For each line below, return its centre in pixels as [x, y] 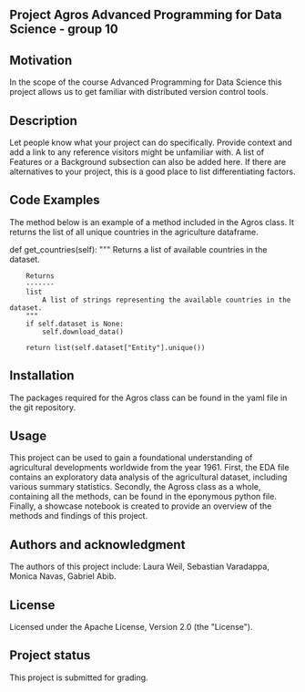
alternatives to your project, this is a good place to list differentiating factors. [152, 171]
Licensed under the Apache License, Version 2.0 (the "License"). [131, 627]
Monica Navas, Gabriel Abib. [63, 576]
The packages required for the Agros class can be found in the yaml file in [148, 398]
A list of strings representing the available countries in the [167, 300]
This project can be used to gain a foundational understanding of [131, 458]
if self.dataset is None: [75, 324]
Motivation [41, 60]
